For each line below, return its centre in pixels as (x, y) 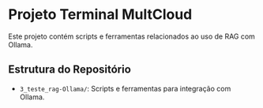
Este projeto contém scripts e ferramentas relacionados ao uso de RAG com (131, 36)
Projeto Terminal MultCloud (100, 15)
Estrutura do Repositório (70, 70)
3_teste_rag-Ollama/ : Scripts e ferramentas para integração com (125, 88)
